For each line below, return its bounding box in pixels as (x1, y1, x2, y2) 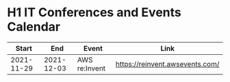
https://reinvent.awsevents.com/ (115, 59, 220, 68)
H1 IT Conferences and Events (7, 5, 181, 20)
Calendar (7, 19, 60, 35)
